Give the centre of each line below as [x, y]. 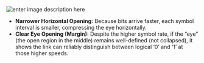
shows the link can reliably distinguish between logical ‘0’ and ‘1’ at [99, 47]
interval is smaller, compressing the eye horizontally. [81, 28]
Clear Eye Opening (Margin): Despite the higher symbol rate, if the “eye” [107, 34]
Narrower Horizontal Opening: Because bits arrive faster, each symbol [104, 21]
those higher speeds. [42, 53]
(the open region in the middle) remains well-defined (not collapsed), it [104, 40]
